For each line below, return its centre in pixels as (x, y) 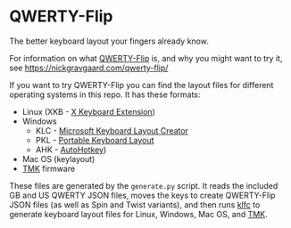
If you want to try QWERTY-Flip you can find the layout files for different (141, 85)
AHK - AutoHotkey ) (71, 150)
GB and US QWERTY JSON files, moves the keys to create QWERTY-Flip (142, 195)
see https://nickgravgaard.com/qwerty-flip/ (89, 68)
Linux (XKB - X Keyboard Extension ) (89, 111)
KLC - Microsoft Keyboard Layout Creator (112, 130)
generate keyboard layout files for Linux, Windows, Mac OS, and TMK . (138, 214)
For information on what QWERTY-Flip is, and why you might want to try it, (146, 58)
